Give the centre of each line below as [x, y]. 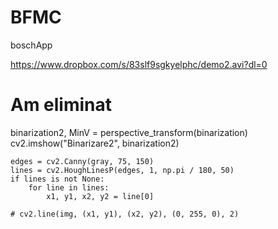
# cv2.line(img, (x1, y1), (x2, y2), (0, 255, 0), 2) [125, 214]
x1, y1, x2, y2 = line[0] [100, 196]
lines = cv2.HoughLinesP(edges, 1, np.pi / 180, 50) [122, 170]
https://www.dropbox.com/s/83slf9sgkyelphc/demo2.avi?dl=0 [139, 64]
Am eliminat [61, 105]
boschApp [31, 45]
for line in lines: [69, 187]
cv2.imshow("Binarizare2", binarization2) [95, 143]
